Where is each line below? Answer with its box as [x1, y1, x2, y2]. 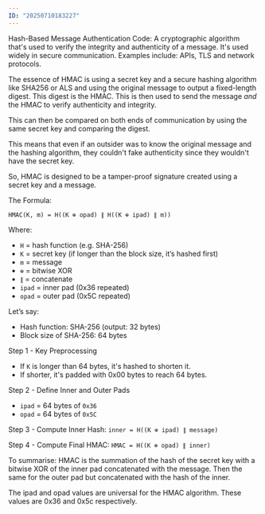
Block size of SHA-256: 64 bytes [19, 330, 127, 339]
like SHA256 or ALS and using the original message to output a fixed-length [8, 83, 257, 92]
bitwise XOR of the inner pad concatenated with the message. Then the [8, 464, 243, 473]
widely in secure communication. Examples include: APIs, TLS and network [8, 50, 255, 60]
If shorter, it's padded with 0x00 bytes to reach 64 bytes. [19, 370, 208, 379]
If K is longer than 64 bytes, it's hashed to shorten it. [19, 361, 191, 371]
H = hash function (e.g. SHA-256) [19, 240, 129, 249]
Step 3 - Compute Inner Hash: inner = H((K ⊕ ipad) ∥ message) [8, 424, 219, 434]
